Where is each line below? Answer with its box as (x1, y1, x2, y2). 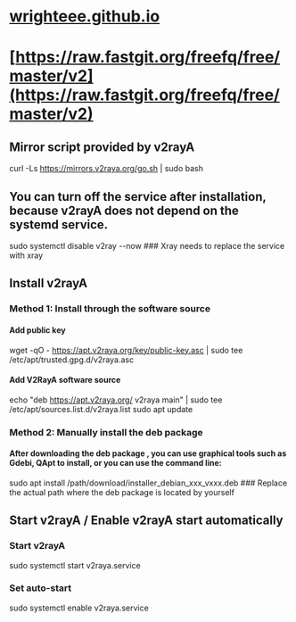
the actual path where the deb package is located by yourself (9, 486, 234, 497)
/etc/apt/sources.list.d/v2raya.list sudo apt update (9, 403, 193, 414)
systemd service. (9, 217, 109, 232)
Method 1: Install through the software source (9, 303, 211, 315)
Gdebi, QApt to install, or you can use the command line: (9, 458, 222, 469)
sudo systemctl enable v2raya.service (9, 602, 149, 613)
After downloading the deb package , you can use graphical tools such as (9, 448, 287, 459)
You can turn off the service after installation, (9, 189, 267, 204)
